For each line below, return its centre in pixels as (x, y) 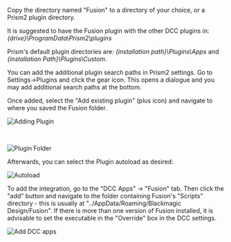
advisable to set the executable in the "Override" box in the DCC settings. (112, 218)
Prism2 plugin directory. (41, 17)
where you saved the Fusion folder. (57, 108)
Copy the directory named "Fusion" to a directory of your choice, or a (106, 10)
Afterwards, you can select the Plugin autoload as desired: (91, 162)
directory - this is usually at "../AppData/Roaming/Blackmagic (94, 203)
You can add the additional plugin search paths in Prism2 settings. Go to (110, 72)
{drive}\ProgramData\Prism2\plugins (59, 38)
